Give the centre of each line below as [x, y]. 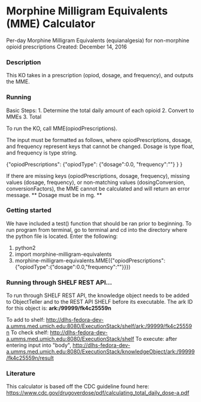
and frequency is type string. [42, 152]
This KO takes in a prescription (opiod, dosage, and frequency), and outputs [100, 75]
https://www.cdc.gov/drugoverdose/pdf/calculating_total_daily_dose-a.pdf [98, 393]
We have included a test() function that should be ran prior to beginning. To [99, 223]
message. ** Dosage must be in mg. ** [54, 195]
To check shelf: [30, 333]
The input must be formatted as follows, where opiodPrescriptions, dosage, [99, 140]
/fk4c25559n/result [30, 358]
